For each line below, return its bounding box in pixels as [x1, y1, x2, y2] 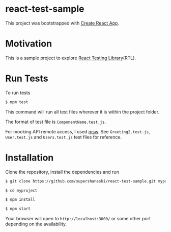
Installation [5, 152, 54, 164]
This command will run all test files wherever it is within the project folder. [5, 108, 159, 115]
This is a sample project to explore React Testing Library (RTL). [5, 55, 136, 61]
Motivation [5, 38, 52, 50]
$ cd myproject [5, 188, 38, 193]
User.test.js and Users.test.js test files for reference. [5, 134, 122, 140]
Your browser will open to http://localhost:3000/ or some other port [5, 216, 151, 222]
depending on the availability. [5, 221, 67, 227]
